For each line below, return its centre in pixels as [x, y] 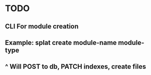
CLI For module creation [42, 26]
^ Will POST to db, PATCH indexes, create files [75, 67]
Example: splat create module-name [61, 42]
